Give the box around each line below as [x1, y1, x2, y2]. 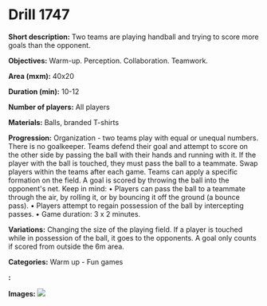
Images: [8, 288, 36, 298]
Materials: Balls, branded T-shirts [8, 117, 120, 127]
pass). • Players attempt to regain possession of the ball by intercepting [8, 201, 245, 210]
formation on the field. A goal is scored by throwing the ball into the [8, 175, 230, 185]
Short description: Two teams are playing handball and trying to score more [8, 32, 259, 41]
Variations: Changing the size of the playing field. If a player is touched [8, 225, 243, 234]
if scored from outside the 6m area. [8, 241, 125, 251]
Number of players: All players [8, 102, 110, 112]
